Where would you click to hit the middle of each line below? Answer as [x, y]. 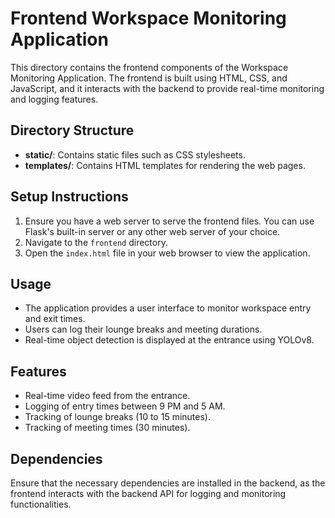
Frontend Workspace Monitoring [148, 18]
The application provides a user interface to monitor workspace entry [168, 308]
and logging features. [54, 99]
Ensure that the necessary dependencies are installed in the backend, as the [168, 483]
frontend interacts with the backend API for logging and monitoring [148, 493]
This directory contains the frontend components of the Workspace [149, 67]
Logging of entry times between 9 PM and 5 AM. [125, 406]
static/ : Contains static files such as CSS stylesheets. [135, 154]
